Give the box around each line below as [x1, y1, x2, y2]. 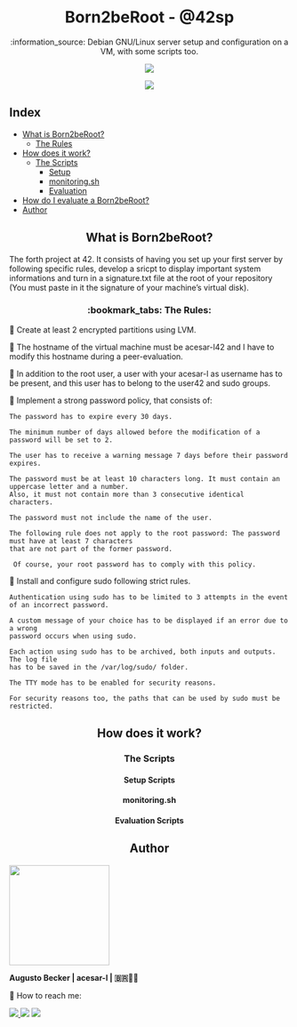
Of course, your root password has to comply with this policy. [12, 559, 256, 569]
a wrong [9, 623, 38, 633]
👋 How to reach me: [9, 990, 82, 1000]
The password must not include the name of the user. [9, 513, 213, 522]
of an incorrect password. [9, 600, 109, 609]
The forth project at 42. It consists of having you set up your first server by [9, 253, 283, 264]
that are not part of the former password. [9, 544, 173, 553]
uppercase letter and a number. [9, 482, 129, 491]
